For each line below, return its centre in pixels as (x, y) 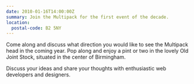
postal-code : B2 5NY (36, 28)
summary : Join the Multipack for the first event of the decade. (87, 17)
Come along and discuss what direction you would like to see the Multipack (97, 45)
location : (18, 22)
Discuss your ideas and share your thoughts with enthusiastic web (86, 69)
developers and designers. (38, 75)
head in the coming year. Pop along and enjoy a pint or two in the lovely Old (97, 51)
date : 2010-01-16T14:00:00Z (40, 11)
